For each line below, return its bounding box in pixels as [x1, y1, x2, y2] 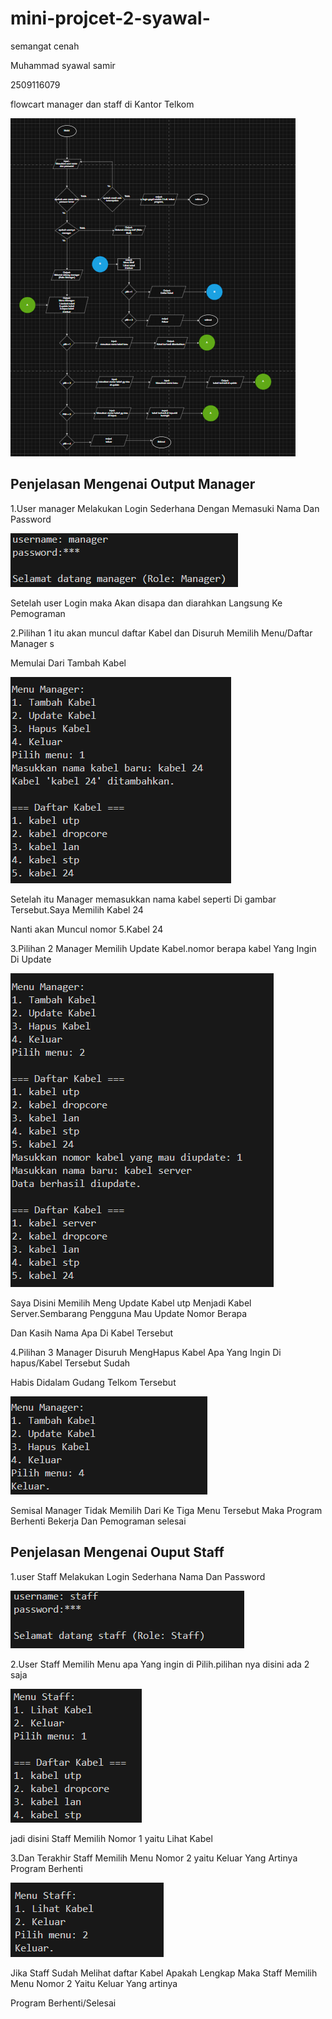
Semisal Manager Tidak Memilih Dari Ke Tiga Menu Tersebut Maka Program [10, 1504, 323, 1516]
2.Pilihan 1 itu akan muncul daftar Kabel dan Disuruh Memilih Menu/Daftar [10, 627, 313, 639]
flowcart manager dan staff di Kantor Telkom [10, 98, 195, 110]
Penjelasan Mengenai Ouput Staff [10, 1544, 225, 1561]
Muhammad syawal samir [10, 59, 116, 71]
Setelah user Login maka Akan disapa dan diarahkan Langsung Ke [10, 597, 283, 609]
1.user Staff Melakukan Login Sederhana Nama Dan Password [10, 1570, 266, 1582]
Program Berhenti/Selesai [10, 1997, 117, 2009]
